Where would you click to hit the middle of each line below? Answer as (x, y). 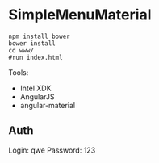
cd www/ (21, 50)
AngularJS (37, 96)
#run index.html (36, 57)
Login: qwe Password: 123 (52, 150)
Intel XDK (36, 88)
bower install (32, 43)
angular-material (47, 105)
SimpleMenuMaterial (80, 15)
